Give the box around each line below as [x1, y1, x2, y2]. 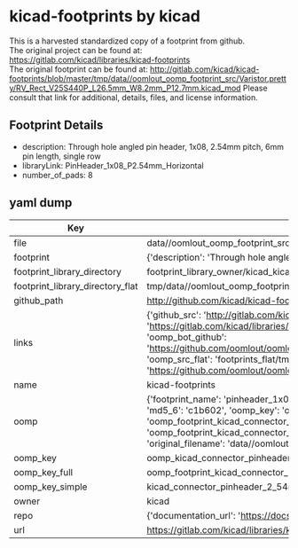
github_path [13, 294, 64, 307]
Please [242, 82, 268, 93]
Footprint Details [9, 118, 104, 133]
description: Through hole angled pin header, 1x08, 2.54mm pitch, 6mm [21, 141, 284, 152]
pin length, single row [21, 151, 101, 161]
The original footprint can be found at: [9, 64, 148, 74]
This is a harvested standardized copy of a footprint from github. [9, 35, 246, 46]
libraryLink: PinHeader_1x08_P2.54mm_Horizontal [21, 160, 204, 170]
